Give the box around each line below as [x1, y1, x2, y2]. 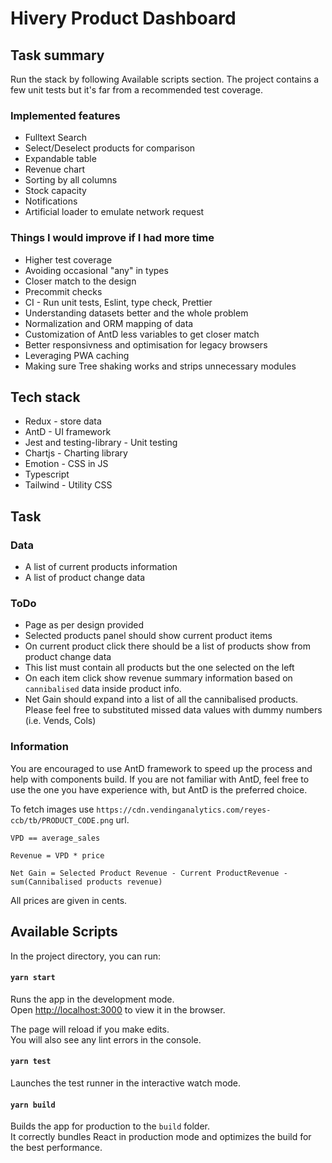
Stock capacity [24, 185, 87, 197]
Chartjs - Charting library [24, 447, 128, 459]
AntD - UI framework [24, 426, 112, 438]
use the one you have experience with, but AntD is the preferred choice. [10, 783, 308, 796]
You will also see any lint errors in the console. [10, 1033, 202, 1046]
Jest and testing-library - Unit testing [24, 437, 178, 449]
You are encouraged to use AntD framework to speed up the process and [10, 762, 313, 774]
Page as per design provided [24, 619, 145, 631]
